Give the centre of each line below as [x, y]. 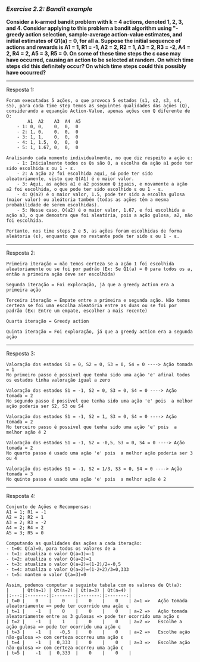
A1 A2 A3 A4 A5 [54, 122]
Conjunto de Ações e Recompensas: [49, 507]
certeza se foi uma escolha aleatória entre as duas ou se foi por [92, 306]
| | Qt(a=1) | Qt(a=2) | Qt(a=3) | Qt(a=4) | [69, 590]
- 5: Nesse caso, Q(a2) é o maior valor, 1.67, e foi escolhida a [101, 211]
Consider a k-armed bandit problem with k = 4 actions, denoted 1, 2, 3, [95, 22]
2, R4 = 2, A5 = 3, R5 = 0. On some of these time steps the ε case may [93, 54]
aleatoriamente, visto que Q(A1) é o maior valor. [70, 179]
